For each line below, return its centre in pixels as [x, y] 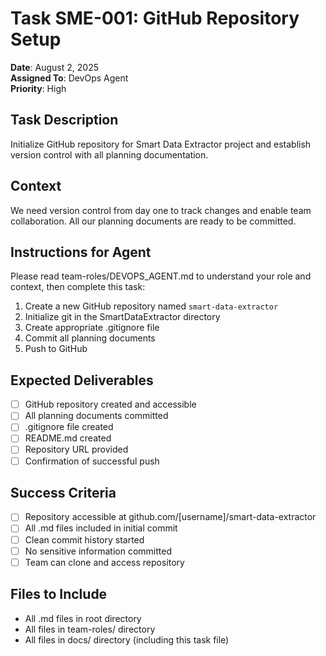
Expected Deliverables [82, 380]
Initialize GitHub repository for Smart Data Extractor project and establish [161, 144]
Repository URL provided [76, 449]
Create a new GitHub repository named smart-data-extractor [151, 306]
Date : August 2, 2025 [54, 67]
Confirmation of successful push [92, 461]
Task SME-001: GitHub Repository [155, 18]
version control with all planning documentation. [109, 154]
